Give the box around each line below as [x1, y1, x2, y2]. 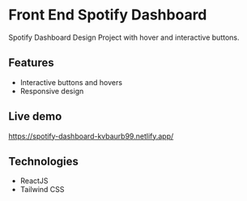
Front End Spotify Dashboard [8, 6, 207, 24]
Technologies [8, 154, 79, 168]
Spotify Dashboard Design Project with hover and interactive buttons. [8, 32, 241, 42]
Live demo [8, 109, 62, 123]
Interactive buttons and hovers [19, 77, 123, 87]
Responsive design [19, 86, 84, 96]
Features [8, 56, 54, 70]
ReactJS [19, 176, 49, 186]
